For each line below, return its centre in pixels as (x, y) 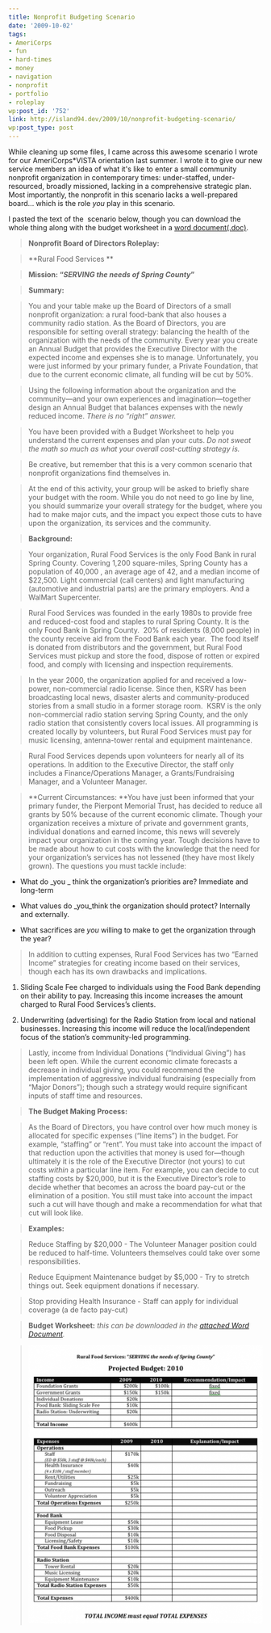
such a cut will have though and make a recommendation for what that (145, 1204)
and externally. (45, 914)
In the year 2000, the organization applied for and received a (129, 680)
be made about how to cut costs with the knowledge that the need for (144, 849)
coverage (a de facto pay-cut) (78, 1310)
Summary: (46, 290)
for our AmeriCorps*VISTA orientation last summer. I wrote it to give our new (135, 160)
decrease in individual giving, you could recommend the (121, 1070)
